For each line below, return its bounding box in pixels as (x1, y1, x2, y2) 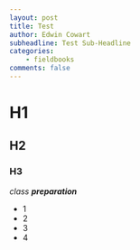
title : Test (9, 22, 54, 31)
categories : (9, 47, 54, 56)
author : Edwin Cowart (9, 30, 91, 39)
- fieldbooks (25, 55, 75, 64)
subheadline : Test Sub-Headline (9, 38, 131, 48)
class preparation (9, 186, 78, 197)
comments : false (9, 64, 70, 73)
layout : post (9, 13, 59, 23)
